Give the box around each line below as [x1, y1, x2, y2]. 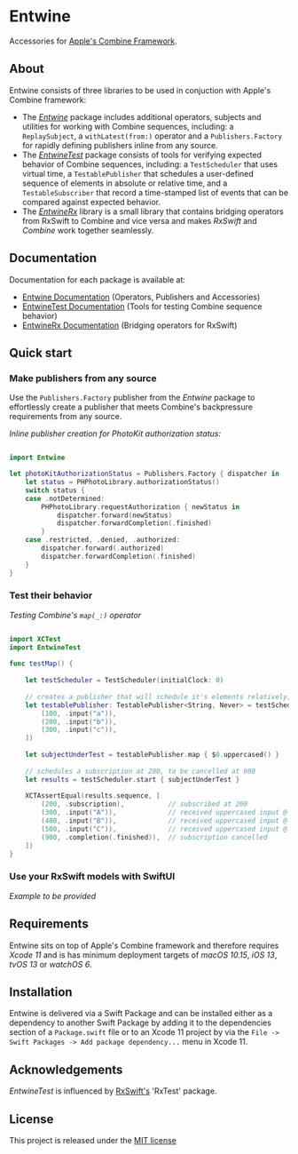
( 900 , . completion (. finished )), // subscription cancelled [41, 832, 268, 841]
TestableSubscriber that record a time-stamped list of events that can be [21, 187, 289, 197]
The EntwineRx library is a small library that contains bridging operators [21, 206, 284, 217]
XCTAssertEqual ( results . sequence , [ [25, 792, 161, 800]
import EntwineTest [9, 642, 82, 652]
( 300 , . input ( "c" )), [41, 726, 117, 735]
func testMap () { [9, 659, 74, 668]
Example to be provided [9, 890, 97, 901]
